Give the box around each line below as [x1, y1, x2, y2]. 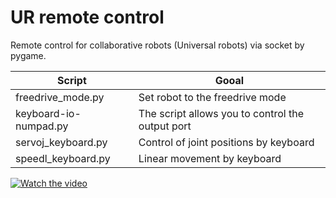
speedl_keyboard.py [15, 151, 111, 165]
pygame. [10, 49, 47, 61]
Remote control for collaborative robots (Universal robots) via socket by [10, 39, 305, 51]
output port [138, 119, 192, 133]
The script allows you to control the [138, 106, 305, 120]
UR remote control [10, 6, 165, 29]
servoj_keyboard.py [15, 135, 108, 149]
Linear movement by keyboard [138, 151, 282, 165]
